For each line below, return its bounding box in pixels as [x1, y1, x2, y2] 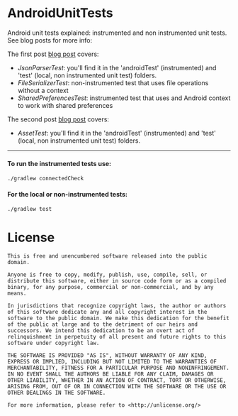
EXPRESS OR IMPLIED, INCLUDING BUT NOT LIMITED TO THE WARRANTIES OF [7, 358, 217, 366]
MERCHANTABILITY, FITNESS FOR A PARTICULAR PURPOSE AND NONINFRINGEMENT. [7, 364, 230, 372]
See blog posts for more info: [7, 35, 93, 44]
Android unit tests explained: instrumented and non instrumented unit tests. [7, 28, 227, 37]
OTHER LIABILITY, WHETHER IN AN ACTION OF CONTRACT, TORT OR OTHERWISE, [7, 377, 227, 384]
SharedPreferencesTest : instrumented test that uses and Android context [17, 94, 231, 102]
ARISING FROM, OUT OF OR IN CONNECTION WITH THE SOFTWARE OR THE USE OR [7, 383, 227, 390]
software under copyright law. [7, 339, 100, 347]
